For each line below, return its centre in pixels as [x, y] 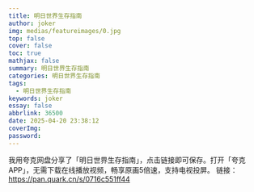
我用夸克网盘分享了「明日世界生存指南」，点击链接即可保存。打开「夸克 [127, 160]
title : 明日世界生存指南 [45, 16]
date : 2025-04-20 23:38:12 [54, 121]
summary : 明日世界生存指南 [49, 69]
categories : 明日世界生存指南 [55, 76]
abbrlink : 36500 [36, 114]
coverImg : [25, 128]
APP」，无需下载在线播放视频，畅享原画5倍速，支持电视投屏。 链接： [123, 169]
